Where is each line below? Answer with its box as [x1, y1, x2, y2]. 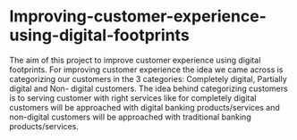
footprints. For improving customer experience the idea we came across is [9, 64, 284, 75]
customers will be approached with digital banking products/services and [9, 102, 280, 112]
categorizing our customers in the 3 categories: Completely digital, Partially [9, 73, 288, 84]
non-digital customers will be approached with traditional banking [9, 111, 252, 122]
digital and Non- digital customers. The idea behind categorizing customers [9, 83, 288, 94]
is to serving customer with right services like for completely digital [9, 92, 257, 103]
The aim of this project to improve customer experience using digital [9, 54, 261, 65]
